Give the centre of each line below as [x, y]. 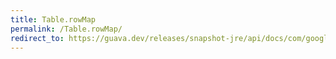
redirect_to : [37, 38]
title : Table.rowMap [53, 19]
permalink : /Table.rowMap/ [66, 29]
